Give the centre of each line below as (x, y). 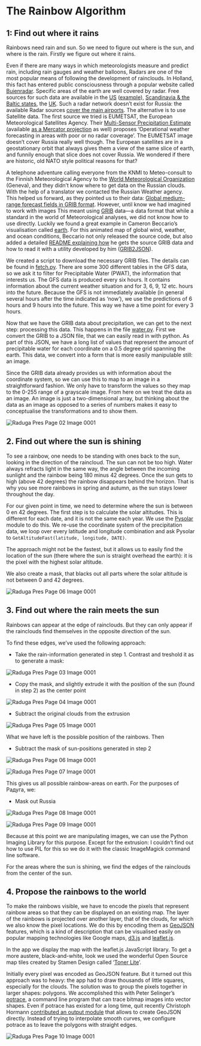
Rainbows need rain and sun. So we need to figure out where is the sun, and (100, 47)
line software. (23, 855)
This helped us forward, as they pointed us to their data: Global (84, 198)
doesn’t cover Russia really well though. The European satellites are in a (95, 142)
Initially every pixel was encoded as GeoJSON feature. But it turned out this (99, 974)
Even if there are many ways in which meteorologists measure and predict (98, 65)
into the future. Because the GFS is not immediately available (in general (95, 292)
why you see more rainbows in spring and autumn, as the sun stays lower (97, 488)
